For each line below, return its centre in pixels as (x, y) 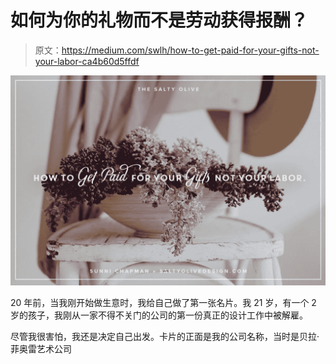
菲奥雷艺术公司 (41, 348)
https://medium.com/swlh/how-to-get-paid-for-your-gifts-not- (190, 50)
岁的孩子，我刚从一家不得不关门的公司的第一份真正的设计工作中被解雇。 (159, 315)
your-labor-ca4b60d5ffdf (87, 61)
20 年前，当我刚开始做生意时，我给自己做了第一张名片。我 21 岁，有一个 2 (163, 302)
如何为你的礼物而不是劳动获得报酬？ (159, 20)
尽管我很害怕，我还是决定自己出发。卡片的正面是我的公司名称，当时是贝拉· (165, 336)
